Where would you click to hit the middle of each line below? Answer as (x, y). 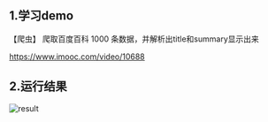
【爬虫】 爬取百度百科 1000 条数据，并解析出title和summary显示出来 (134, 39)
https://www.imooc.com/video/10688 (77, 57)
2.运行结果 (38, 87)
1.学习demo (41, 16)
